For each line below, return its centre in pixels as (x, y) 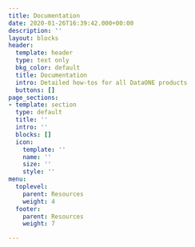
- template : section (43, 105)
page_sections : (34, 98)
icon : (25, 142)
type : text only (42, 61)
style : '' (39, 172)
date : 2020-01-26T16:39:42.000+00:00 (71, 23)
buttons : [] (36, 90)
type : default (39, 113)
